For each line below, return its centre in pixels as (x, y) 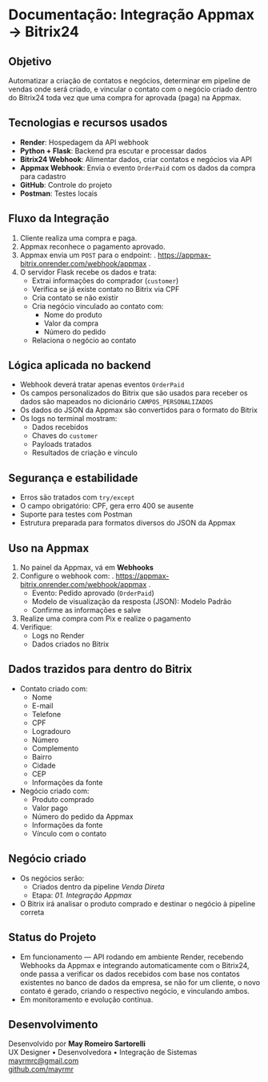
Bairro (42, 756)
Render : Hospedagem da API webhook (84, 142)
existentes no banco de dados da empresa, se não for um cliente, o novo (140, 982)
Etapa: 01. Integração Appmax (82, 895)
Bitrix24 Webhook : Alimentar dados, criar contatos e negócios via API (136, 159)
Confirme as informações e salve (86, 610)
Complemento (55, 748)
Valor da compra (71, 323)
